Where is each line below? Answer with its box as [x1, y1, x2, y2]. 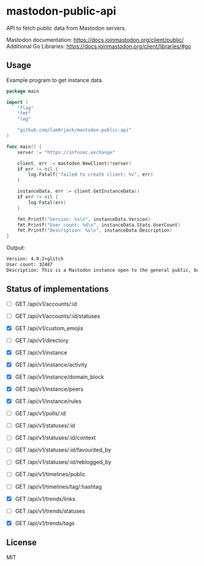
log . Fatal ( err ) [28, 199, 67, 205]
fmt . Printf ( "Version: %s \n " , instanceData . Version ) [17, 216, 151, 223]
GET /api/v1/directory [15, 336, 69, 344]
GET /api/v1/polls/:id [15, 410, 66, 417]
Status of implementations [6, 284, 109, 294]
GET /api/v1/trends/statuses [15, 507, 85, 514]
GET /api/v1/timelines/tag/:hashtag [15, 483, 102, 490]
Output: [6, 244, 25, 252]
